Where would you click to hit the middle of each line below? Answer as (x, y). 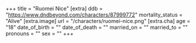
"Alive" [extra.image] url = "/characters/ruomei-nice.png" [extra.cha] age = (98, 21)
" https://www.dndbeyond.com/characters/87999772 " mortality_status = (94, 15)
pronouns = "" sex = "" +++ (40, 34)
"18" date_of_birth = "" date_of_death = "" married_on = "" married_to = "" (97, 27)
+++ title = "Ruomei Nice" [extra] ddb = (54, 9)
